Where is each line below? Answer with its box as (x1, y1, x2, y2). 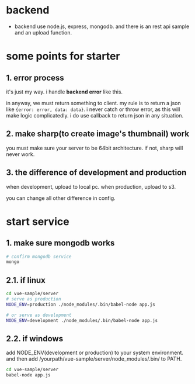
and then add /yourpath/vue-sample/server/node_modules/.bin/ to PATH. (6, 355, 182, 362)
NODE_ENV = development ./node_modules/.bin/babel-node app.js (6, 317, 158, 323)
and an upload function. (14, 29, 72, 36)
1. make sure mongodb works (6, 238, 115, 248)
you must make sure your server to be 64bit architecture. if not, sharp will (6, 144, 183, 151)
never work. (6, 150, 35, 158)
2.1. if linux (6, 275, 46, 285)
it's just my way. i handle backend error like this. (6, 88, 123, 95)
